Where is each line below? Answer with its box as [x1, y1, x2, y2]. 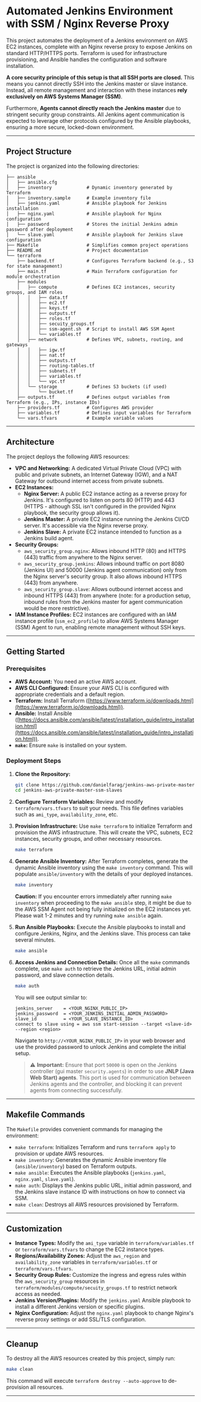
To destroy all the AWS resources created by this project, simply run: [6, 1355, 175, 1362]
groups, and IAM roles [6, 289, 63, 295]
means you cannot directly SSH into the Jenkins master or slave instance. [6, 80, 188, 87]
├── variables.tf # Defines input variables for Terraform [17, 410, 191, 416]
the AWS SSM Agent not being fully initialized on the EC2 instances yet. [14, 906, 191, 913]
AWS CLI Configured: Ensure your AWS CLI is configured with [14, 685, 169, 692]
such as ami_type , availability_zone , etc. [14, 811, 118, 818]
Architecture [6, 437, 55, 447]
